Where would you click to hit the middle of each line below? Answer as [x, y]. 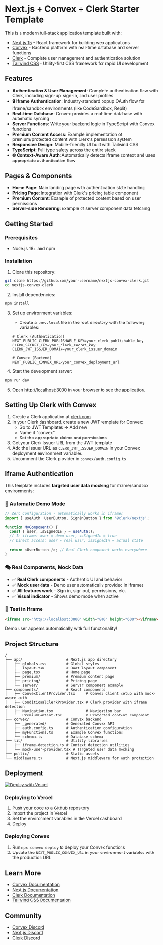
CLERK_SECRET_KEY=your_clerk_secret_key [54, 345]
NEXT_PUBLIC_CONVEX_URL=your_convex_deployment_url [66, 362]
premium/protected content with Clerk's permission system [72, 139]
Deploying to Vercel [29, 797]
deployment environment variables [47, 453]
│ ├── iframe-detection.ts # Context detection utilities [68, 745]
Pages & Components [39, 176]
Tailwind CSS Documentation [41, 900]
